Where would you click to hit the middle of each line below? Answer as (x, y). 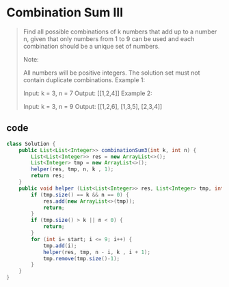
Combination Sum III (65, 13)
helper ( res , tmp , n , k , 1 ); (72, 169)
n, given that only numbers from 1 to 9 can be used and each (109, 38)
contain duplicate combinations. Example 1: (84, 79)
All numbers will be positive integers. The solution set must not (111, 73)
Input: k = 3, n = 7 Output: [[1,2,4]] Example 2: (88, 93)
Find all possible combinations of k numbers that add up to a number (120, 32)
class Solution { (31, 144)
